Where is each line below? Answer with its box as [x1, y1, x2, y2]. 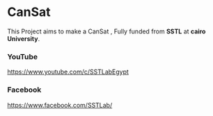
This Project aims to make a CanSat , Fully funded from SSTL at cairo [7, 27, 206, 35]
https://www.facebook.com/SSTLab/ [7, 101, 113, 109]
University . [7, 34, 40, 42]
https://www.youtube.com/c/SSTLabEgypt [7, 67, 129, 76]
